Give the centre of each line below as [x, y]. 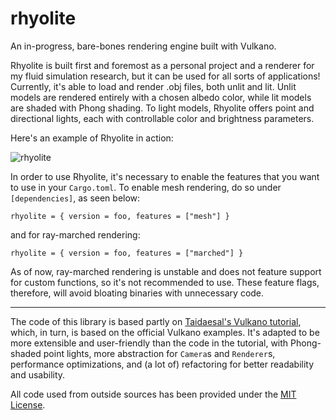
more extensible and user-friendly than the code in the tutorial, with [149, 343]
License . [28, 404]
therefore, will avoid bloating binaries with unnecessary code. [137, 293]
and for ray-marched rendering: [75, 234]
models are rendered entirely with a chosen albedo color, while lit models [161, 97]
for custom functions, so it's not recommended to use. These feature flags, [165, 282]
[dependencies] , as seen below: [75, 198]
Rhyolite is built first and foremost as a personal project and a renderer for [162, 65]
